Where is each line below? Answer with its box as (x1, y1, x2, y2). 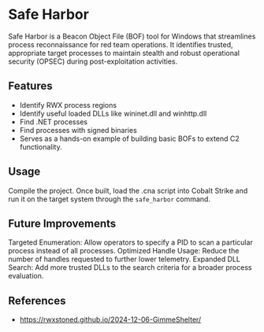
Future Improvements (8, 216, 117, 230)
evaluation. (8, 271, 44, 281)
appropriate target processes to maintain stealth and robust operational (8, 48, 240, 57)
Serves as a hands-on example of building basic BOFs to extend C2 (19, 134, 240, 143)
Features (8, 79, 53, 93)
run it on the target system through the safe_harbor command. (8, 194, 211, 204)
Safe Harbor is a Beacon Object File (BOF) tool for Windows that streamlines (8, 31, 256, 41)
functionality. (19, 142, 62, 151)
